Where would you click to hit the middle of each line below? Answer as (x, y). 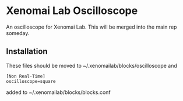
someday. (18, 33)
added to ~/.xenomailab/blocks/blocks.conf (58, 92)
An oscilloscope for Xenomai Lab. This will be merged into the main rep (91, 27)
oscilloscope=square (31, 81)
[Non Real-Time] (26, 76)
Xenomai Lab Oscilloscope (72, 11)
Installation (27, 52)
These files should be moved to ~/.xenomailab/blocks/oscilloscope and (92, 65)
